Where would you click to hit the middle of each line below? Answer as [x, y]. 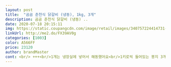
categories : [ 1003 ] [26, 38]
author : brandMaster [27, 52]
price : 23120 [19, 47]
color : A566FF [20, 43]
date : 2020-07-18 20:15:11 [34, 24]
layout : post [19, 10]
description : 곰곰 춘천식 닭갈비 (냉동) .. [47, 19]
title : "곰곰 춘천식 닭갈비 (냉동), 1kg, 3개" [51, 15]
